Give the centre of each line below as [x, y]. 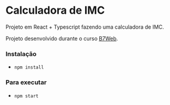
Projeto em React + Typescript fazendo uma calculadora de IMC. [85, 27]
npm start [26, 96]
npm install [29, 67]
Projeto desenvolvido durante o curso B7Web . [62, 38]
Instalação [21, 54]
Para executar [26, 82]
